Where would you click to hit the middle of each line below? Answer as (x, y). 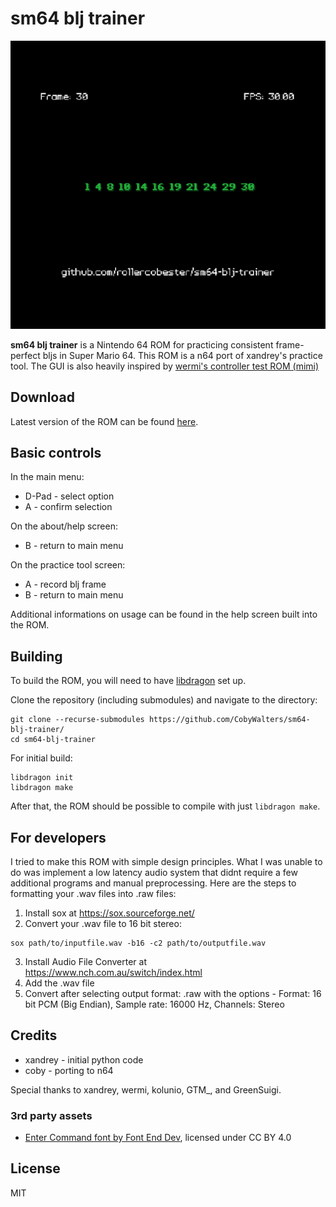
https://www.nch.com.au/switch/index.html (113, 972)
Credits (34, 1035)
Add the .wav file (59, 983)
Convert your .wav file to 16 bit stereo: (103, 923)
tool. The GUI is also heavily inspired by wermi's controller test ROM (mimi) (165, 366)
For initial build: (41, 758)
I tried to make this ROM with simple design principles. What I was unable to (166, 861)
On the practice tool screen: (68, 565)
